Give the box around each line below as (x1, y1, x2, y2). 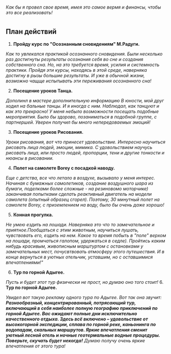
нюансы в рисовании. (6, 155, 54, 161)
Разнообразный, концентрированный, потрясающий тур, (6, 300, 136, 306)
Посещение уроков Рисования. (13, 129, 83, 135)
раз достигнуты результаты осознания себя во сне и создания (6, 56, 144, 62)
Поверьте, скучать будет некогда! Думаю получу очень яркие (6, 337, 146, 343)
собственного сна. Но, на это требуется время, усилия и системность (6, 62, 160, 68)
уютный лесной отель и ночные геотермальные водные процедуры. (6, 332, 160, 338)
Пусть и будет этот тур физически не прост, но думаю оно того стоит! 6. (6, 279, 164, 285)
